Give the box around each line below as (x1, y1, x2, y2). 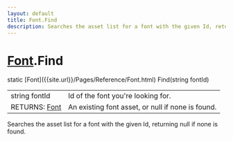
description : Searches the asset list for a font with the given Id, (7, 23, 213, 30)
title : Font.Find (7, 17, 58, 23)
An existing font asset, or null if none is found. (68, 102, 217, 112)
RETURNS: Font (10, 102, 62, 112)
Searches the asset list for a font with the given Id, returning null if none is (7, 120, 218, 129)
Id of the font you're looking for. (68, 91, 171, 101)
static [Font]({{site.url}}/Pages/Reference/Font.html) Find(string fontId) (7, 75, 209, 84)
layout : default (7, 10, 54, 17)
